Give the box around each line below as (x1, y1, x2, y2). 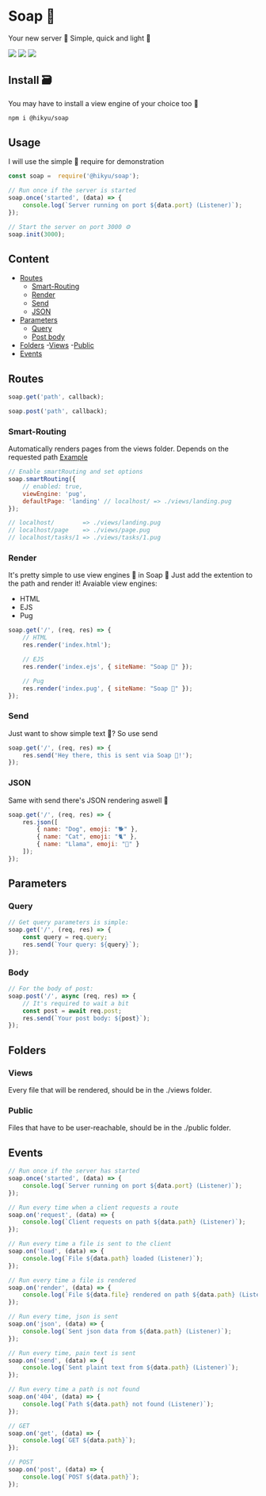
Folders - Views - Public (19, 341, 95, 350)
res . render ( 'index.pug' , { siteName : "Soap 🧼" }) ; (22, 685, 193, 693)
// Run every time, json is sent (8, 1313, 119, 1321)
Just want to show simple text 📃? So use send (8, 728, 158, 738)
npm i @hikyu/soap (8, 114, 69, 122)
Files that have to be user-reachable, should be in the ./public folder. (8, 1123, 231, 1132)
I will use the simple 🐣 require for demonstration (8, 157, 165, 166)
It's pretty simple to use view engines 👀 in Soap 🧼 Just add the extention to (8, 571, 253, 580)
